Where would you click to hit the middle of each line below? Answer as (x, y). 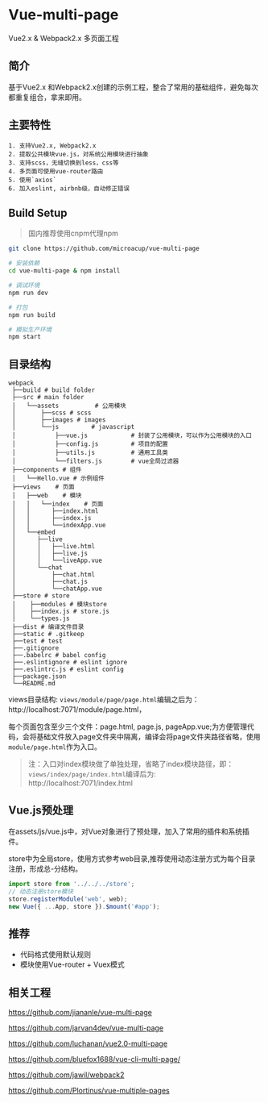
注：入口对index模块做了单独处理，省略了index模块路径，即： (131, 764)
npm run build (32, 315)
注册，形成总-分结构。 (45, 868)
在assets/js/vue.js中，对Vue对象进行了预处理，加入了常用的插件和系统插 (129, 831)
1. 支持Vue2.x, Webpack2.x (52, 146)
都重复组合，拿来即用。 (47, 97)
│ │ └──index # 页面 (58, 504)
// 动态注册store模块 (41, 891)
